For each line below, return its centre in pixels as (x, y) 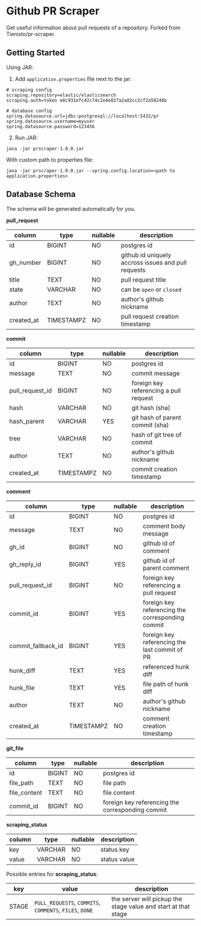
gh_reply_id (25, 564)
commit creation (154, 469)
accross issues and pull (154, 262)
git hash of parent (156, 417)
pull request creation (150, 316)
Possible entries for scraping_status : (52, 874)
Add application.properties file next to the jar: (73, 78)
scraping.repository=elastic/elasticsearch (61, 95)
